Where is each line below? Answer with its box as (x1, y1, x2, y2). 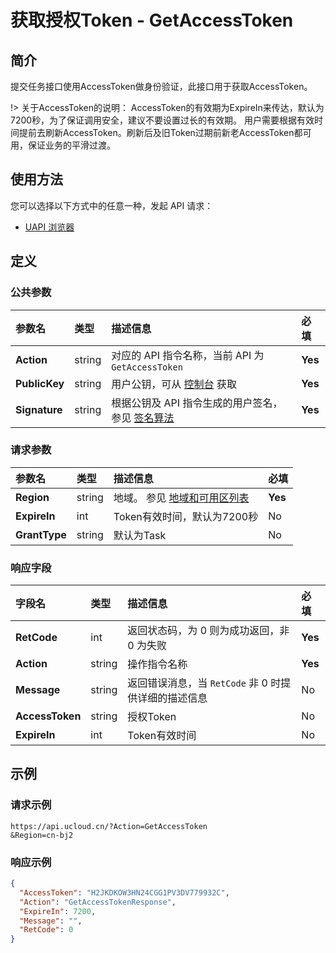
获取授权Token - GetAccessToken (10, 9, 294, 32)
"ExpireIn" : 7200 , (19, 906, 97, 916)
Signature (15, 402, 63, 416)
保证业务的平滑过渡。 (27, 139, 116, 151)
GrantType (15, 527, 67, 541)
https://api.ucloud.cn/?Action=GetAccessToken (10, 821, 208, 831)
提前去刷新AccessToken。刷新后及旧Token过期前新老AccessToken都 (18, 127, 303, 138)
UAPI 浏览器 (24, 221, 75, 233)
